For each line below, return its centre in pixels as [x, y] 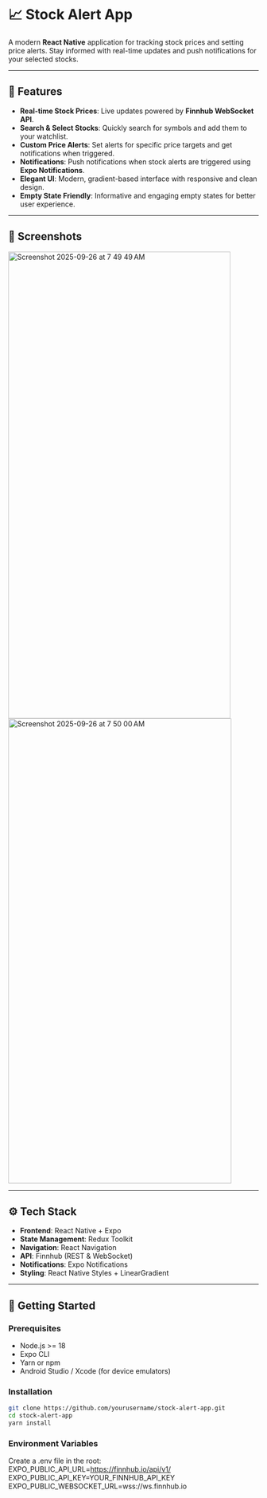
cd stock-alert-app [41, 1416]
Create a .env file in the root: [55, 1461]
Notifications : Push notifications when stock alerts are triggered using [135, 161]
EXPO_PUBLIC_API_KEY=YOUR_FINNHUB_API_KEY [92, 1478]
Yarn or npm [40, 1362]
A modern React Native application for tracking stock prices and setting [126, 42]
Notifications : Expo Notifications [74, 1264]
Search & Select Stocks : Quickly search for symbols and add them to [133, 128]
